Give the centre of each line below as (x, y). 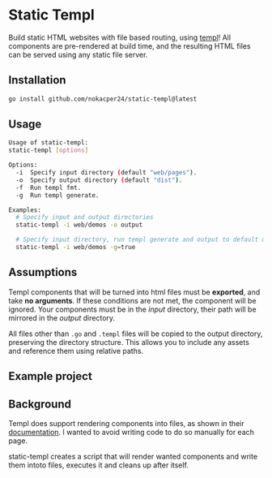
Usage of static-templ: (49, 143)
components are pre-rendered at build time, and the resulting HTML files (130, 45)
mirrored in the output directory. (62, 317)
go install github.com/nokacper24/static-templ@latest (103, 99)
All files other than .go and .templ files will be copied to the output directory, (136, 334)
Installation (37, 80)
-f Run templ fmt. (49, 187)
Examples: (25, 210)
